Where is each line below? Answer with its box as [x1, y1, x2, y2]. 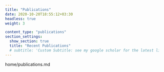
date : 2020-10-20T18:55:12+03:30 [5, 12, 73, 17]
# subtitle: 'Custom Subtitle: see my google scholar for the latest [9, 48, 154, 53]
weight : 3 [5, 21, 25, 26]
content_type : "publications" [5, 30, 67, 35]
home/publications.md [5, 61, 50, 67]
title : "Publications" [5, 7, 51, 12]
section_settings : [5, 34, 42, 39]
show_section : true [9, 39, 49, 44]
